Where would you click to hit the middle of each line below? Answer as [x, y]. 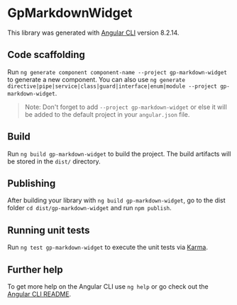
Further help [35, 269]
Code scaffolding [46, 55]
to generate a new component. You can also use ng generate [97, 79]
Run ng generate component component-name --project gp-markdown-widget [117, 71]
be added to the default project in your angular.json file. [107, 114]
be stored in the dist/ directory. [54, 161]
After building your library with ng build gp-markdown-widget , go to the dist [116, 200]
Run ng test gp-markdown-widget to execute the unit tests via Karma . [108, 247]
